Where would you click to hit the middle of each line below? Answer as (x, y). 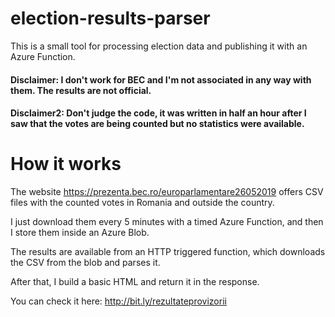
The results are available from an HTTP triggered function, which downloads (168, 252)
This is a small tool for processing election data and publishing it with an (159, 46)
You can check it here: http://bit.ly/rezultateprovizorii (118, 301)
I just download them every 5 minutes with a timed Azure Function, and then (167, 222)
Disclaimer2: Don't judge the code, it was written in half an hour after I (158, 113)
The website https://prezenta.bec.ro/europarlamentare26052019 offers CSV (167, 192)
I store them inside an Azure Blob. (80, 233)
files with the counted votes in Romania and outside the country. (142, 203)
